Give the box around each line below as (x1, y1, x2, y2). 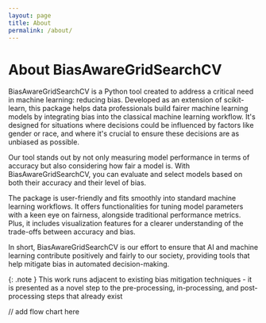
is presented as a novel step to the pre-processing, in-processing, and (8, 283, 239, 293)
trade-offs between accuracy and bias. (8, 227, 137, 236)
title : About (8, 19, 52, 27)
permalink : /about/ (8, 26, 73, 34)
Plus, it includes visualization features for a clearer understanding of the (8, 219, 244, 229)
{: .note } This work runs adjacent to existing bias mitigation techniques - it (8, 275, 253, 284)
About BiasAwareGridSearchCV (8, 60, 222, 79)
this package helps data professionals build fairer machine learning (29, 104, 249, 113)
